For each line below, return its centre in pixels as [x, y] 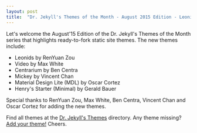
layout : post [22, 11]
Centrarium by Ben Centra [46, 70]
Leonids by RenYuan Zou [45, 57]
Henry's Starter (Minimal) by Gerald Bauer [65, 88]
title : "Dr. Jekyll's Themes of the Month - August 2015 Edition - [91, 17]
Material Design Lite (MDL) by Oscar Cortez [67, 82]
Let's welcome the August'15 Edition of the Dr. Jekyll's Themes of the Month [98, 33]
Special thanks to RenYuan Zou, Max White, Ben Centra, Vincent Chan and [96, 100]
